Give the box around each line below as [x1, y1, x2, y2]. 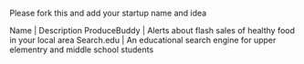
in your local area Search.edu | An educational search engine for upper [9, 35, 277, 45]
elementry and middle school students [9, 44, 154, 55]
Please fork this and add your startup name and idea [9, 8, 207, 18]
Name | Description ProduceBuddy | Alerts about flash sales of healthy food [9, 25, 295, 35]
